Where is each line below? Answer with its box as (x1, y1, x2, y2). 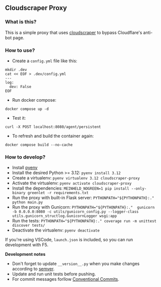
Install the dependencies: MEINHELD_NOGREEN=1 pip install (12, 185, 129, 191)
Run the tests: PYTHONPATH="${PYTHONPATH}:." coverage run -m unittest (12, 218, 157, 224)
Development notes (5, 251, 46, 257)
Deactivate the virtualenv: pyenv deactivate (12, 227, 100, 233)
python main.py (12, 200, 43, 205)
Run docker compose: (12, 97, 57, 103)
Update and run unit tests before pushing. (12, 271, 96, 277)
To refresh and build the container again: (12, 133, 94, 139)
